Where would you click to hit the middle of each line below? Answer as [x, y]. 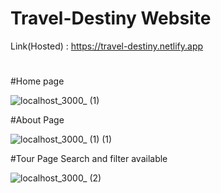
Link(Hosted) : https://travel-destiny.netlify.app [107, 46]
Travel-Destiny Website [111, 18]
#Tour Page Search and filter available [89, 159]
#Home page [37, 81]
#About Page [37, 120]
